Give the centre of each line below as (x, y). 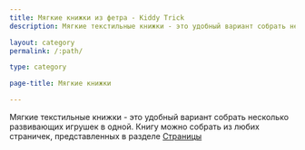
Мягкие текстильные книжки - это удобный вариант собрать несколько (149, 117)
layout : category (42, 42)
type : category (38, 67)
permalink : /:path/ (46, 51)
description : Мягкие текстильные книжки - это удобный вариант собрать (148, 26)
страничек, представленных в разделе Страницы (106, 136)
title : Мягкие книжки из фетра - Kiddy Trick (97, 18)
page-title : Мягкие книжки (60, 84)
